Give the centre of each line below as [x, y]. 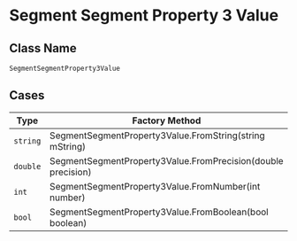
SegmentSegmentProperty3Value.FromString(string [157, 136]
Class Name [43, 48]
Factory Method [167, 120]
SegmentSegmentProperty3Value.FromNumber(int [155, 186]
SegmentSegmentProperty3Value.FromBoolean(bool [159, 212]
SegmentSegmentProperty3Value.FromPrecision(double [167, 160]
